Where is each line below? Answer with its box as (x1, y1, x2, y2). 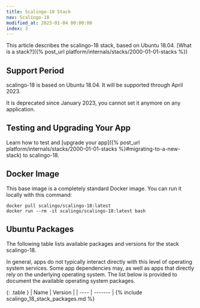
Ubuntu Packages (6, 224, 74, 234)
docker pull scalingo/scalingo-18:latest (6, 203, 111, 209)
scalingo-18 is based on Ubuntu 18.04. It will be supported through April (6, 81, 183, 89)
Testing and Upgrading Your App (6, 123, 131, 133)
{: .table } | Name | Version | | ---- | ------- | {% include (6, 288, 143, 296)
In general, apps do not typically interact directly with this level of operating (6, 258, 193, 265)
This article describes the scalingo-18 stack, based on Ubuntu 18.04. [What (6, 42, 192, 49)
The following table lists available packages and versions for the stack (6, 240, 180, 247)
